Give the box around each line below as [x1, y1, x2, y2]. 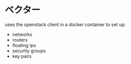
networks [12, 31, 33, 37]
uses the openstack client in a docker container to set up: [5, 21, 126, 28]
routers [12, 36, 28, 43]
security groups [12, 48, 46, 54]
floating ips [12, 42, 36, 48]
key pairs [12, 53, 32, 59]
